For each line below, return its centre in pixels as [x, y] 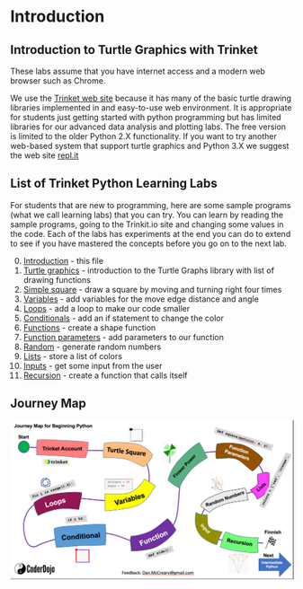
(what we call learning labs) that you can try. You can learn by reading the [147, 215]
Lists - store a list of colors [72, 356]
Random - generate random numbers [92, 347]
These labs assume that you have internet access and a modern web [138, 71]
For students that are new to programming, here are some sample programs [151, 205]
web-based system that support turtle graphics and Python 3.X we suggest [150, 146]
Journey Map [48, 404]
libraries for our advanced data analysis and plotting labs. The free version [148, 127]
